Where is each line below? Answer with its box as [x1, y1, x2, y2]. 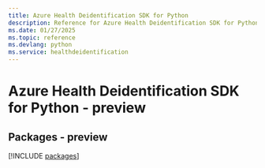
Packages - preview [8, 130, 108, 144]
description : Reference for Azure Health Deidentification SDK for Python [8, 19, 259, 27]
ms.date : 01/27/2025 [8, 26, 77, 34]
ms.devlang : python [8, 41, 73, 49]
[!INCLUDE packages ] [8, 151, 80, 160]
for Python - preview [8, 99, 146, 117]
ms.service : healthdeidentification [8, 48, 129, 56]
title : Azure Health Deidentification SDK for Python [8, 11, 189, 20]
